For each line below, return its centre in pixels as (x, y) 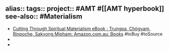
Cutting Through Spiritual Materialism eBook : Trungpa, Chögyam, (81, 28)
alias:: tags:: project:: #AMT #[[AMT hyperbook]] (85, 9)
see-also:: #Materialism (44, 17)
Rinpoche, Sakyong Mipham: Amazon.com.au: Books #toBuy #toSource (88, 34)
